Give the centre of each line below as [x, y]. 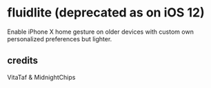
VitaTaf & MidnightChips [41, 77]
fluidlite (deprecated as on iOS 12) [106, 13]
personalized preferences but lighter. [60, 38]
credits [23, 61]
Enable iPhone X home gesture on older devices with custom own [101, 32]
